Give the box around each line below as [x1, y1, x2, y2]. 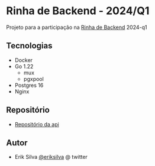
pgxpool [23, 75, 44, 82]
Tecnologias [6, 41, 53, 51]
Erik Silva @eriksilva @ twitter [14, 154, 88, 161]
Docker [14, 56, 33, 63]
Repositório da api [14, 121, 59, 128]
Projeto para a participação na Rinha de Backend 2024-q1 [6, 24, 147, 31]
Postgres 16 [14, 82, 44, 89]
